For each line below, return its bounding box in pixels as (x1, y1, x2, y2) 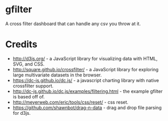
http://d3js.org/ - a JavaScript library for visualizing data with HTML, (12, 55, 158, 62)
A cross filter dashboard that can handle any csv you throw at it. (5, 21, 141, 27)
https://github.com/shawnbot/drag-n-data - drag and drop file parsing (12, 104, 162, 111)
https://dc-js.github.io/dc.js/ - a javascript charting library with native (12, 77, 159, 83)
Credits (5, 38, 38, 50)
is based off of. (12, 93, 45, 99)
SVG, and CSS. (12, 60, 45, 67)
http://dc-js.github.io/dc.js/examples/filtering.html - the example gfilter (12, 88, 163, 94)
